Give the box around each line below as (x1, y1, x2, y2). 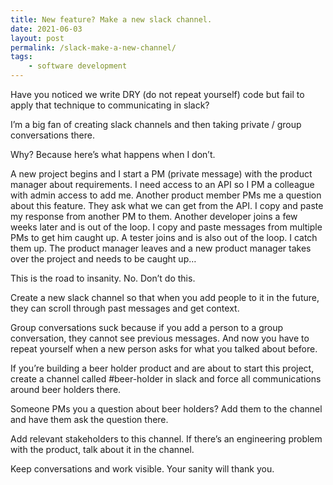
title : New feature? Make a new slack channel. (10, 14, 213, 25)
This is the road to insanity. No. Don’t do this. (10, 272, 196, 284)
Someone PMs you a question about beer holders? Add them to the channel (10, 403, 323, 415)
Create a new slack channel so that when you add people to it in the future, (10, 292, 320, 303)
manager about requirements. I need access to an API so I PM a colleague (10, 179, 315, 190)
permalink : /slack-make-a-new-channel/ (10, 42, 177, 53)
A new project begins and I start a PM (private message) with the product (10, 168, 313, 180)
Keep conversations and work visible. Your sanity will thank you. (10, 463, 275, 475)
